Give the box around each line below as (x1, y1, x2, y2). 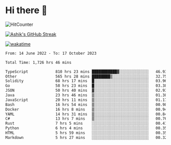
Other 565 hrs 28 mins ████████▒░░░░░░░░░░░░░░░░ (5, 74, 149, 79)
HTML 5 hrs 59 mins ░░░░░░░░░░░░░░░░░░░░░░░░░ (5, 130, 149, 136)
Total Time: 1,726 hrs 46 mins (5, 60, 72, 65)
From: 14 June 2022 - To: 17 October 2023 (5, 51, 97, 56)
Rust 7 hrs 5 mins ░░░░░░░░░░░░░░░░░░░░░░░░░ (5, 121, 149, 126)
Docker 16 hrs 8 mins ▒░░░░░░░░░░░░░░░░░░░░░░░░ (5, 106, 149, 112)
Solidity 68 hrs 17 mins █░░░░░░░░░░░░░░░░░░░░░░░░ (5, 79, 149, 84)
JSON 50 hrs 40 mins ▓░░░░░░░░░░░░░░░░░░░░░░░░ (5, 88, 149, 93)
